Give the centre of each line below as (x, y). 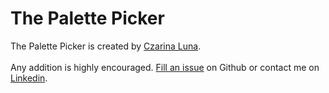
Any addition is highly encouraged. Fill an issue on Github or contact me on (165, 67)
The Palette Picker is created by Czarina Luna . (106, 46)
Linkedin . (29, 78)
